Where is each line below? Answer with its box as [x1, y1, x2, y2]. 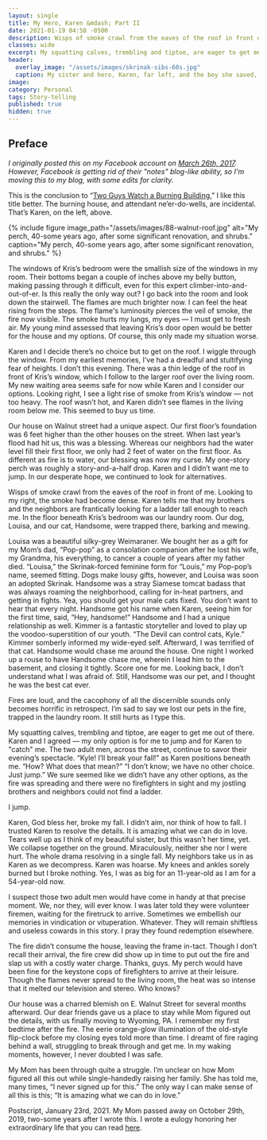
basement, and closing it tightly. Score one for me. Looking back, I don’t [8, 663, 244, 673]
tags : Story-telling [8, 93, 77, 101]
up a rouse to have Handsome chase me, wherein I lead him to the [8, 654, 225, 664]
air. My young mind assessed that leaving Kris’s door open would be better [8, 323, 253, 332]
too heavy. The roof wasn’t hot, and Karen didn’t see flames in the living [8, 397, 244, 406]
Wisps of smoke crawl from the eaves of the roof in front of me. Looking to [8, 487, 253, 497]
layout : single [8, 11, 59, 20]
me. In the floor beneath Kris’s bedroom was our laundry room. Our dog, [8, 512, 245, 522]
